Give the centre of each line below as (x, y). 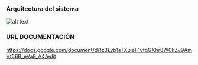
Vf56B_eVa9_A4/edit (31, 56)
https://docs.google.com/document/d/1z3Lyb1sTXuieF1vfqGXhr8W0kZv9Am (99, 50)
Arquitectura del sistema (42, 9)
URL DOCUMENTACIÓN (40, 37)
